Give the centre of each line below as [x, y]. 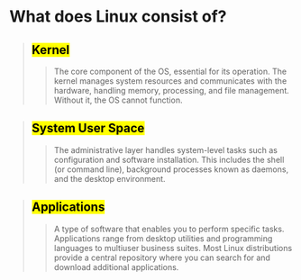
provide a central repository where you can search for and [162, 257]
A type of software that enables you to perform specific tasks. [169, 229]
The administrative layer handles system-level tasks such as [165, 149]
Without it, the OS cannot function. [118, 100]
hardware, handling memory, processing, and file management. [172, 90]
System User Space [88, 128]
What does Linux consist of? [118, 17]
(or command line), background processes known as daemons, [171, 169]
